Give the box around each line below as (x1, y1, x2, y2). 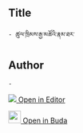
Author (8, 59, 44, 72)
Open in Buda (22, 115, 68, 125)
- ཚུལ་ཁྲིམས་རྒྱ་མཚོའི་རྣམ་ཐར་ (8, 30, 75, 38)
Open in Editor (18, 95, 65, 104)
